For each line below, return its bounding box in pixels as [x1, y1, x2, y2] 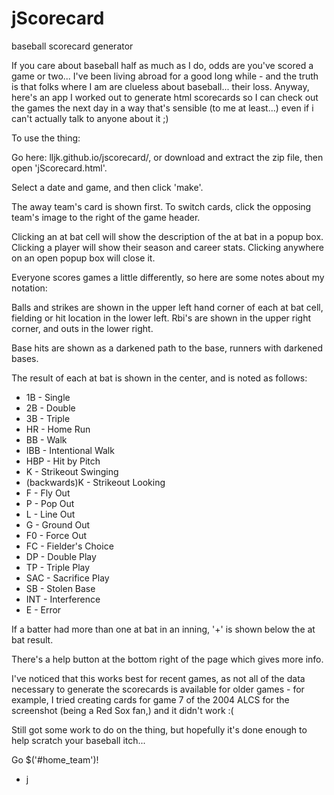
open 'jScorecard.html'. [11, 162, 108, 174]
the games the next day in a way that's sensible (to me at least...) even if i [11, 102, 314, 114]
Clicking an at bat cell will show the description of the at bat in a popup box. [11, 230, 324, 242]
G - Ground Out [25, 518, 91, 531]
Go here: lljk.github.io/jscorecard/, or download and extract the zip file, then [11, 151, 324, 163]
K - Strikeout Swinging [25, 465, 119, 477]
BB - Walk [25, 433, 68, 446]
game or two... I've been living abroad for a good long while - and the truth [11, 70, 319, 82]
